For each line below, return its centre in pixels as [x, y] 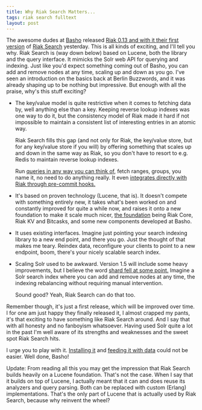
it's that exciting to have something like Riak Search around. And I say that [98, 320]
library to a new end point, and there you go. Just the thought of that [100, 239]
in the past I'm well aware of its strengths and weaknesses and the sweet [97, 332]
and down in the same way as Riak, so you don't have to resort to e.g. [101, 153]
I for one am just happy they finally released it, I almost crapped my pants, [98, 313]
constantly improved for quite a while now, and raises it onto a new [98, 209]
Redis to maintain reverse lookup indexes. [67, 160]
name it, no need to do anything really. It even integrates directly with [101, 178]
